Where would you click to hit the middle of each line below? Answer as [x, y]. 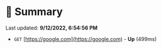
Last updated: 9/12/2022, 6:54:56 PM [52, 28]
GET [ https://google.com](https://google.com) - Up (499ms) [85, 39]
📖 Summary [34, 12]
